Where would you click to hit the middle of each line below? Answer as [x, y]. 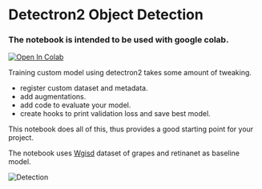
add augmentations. [53, 97]
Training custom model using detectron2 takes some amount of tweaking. [130, 73]
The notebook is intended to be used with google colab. [119, 40]
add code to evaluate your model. [75, 105]
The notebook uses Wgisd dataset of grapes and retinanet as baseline [124, 153]
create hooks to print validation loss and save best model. [115, 114]
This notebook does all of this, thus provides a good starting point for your [131, 129]
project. [21, 138]
